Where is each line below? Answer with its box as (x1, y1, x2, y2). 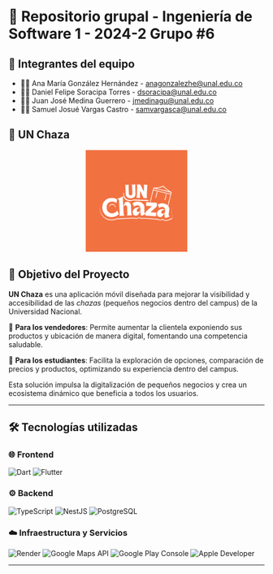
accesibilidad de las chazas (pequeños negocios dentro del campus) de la (8, 298, 258, 307)
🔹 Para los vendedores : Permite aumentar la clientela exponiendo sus (8, 322, 242, 332)
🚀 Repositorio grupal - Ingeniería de (8, 7, 253, 26)
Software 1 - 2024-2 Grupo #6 (8, 24, 215, 43)
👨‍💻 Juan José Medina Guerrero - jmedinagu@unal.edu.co (19, 96, 214, 105)
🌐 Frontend (8, 449, 54, 460)
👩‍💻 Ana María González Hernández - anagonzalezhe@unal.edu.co (19, 79, 243, 88)
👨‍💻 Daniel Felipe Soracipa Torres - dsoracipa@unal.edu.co (19, 87, 217, 97)
